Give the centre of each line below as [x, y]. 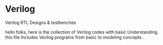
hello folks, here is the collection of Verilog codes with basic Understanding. [82, 32]
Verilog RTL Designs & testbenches [41, 22]
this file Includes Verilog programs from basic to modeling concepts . [75, 37]
